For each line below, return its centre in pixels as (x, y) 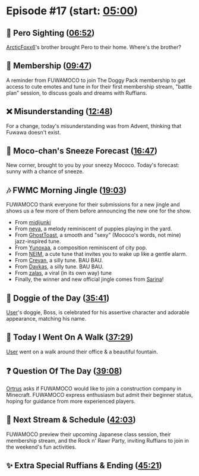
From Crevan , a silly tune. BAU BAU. (59, 261)
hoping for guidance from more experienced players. (71, 401)
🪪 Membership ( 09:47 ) (49, 66)
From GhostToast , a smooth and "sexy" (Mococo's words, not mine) (98, 235)
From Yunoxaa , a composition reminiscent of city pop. (81, 248)
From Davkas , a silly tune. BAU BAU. (59, 267)
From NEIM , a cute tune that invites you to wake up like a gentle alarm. (101, 254)
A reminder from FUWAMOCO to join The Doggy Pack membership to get (96, 80)
